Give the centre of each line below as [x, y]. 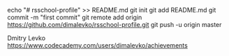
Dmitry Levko [27, 38]
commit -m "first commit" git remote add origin [75, 17]
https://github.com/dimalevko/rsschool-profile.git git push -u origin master [114, 25]
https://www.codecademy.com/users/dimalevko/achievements [98, 45]
